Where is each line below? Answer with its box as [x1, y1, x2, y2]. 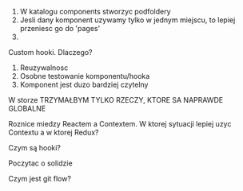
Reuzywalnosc [19, 63, 69, 72]
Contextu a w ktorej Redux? [8, 127, 99, 137]
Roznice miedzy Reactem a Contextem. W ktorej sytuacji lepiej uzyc [8, 119, 232, 128]
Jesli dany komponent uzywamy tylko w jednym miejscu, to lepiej [19, 15, 236, 25]
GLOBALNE [8, 103, 46, 113]
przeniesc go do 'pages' [19, 24, 101, 33]
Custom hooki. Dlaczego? [8, 48, 94, 57]
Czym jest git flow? [8, 174, 72, 183]
